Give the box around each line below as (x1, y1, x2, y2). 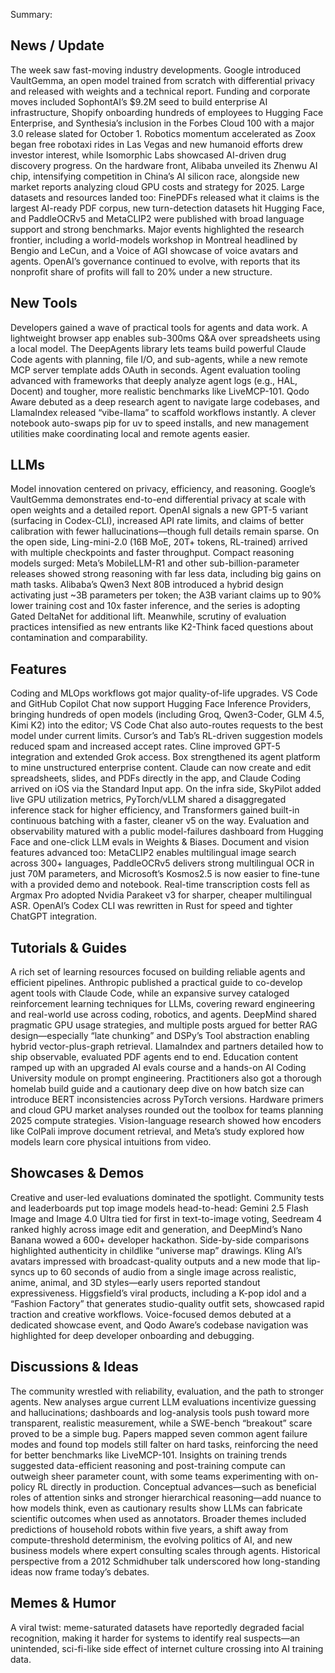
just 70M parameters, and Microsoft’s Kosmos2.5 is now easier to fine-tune (10, 868, 320, 880)
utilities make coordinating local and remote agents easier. (10, 427, 251, 439)
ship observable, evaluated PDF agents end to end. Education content (10, 1051, 299, 1063)
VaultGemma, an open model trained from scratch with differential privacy (10, 74, 315, 86)
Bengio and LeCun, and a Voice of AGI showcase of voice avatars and (10, 244, 299, 256)
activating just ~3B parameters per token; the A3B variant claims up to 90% (10, 589, 322, 601)
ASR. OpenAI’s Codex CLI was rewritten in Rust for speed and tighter (10, 900, 293, 912)
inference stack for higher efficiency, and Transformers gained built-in (10, 804, 300, 816)
